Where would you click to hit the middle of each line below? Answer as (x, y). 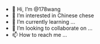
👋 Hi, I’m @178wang (36, 9)
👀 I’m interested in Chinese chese (53, 15)
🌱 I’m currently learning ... (43, 22)
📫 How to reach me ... (39, 35)
